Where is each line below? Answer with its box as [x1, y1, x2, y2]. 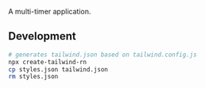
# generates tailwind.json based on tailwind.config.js [8, 51, 197, 59]
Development [8, 29, 77, 43]
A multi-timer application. [8, 7, 91, 16]
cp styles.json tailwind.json [8, 65, 109, 74]
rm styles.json [8, 73, 59, 81]
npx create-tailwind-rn [8, 58, 87, 66]
